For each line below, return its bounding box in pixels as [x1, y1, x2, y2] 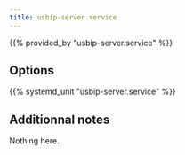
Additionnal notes [9, 112, 110, 127]
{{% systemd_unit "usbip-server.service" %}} [9, 86, 176, 97]
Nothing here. [9, 136, 60, 146]
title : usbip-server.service [9, 12, 117, 22]
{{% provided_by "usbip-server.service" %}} [9, 37, 173, 48]
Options [9, 63, 55, 78]
